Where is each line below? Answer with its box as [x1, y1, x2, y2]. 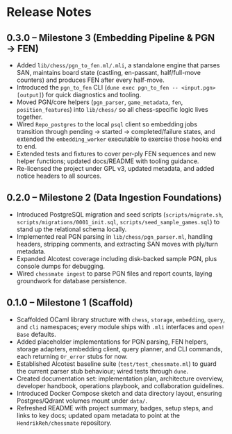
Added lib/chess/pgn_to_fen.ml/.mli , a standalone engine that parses [16, 61, 220, 69]
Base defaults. [16, 330, 56, 338]
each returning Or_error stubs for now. [16, 352, 128, 360]
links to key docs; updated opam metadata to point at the [16, 411, 180, 419]
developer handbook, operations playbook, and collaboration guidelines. [16, 381, 224, 390]
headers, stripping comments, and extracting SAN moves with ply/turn [16, 240, 218, 248]
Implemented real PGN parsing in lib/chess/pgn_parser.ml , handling [16, 232, 213, 240]
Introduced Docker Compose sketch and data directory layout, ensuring [16, 389, 222, 397]
